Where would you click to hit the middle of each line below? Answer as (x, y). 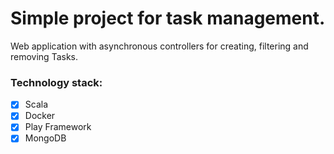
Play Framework (58, 127)
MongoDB (45, 138)
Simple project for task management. (168, 18)
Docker (40, 116)
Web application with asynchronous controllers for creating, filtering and (159, 46)
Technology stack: (56, 82)
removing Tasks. (44, 56)
